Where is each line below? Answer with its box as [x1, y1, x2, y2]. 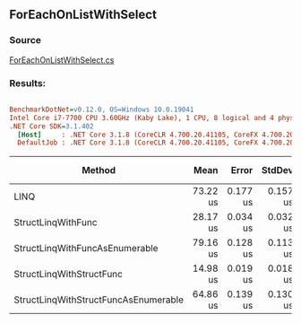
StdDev [261, 164, 294, 177]
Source [9, 34, 42, 47]
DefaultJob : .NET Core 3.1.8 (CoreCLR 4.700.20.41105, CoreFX [17, 138, 258, 147]
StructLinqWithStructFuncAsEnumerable [13, 293, 185, 306]
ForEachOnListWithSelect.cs [9, 54, 115, 65]
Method [82, 164, 116, 177]
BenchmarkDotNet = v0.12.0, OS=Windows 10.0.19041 [9, 105, 194, 114]
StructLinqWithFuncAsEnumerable [13, 242, 159, 255]
